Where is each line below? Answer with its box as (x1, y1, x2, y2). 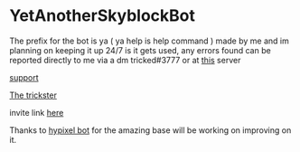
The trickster (9, 90, 57, 100)
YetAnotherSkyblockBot (9, 5, 196, 26)
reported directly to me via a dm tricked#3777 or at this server (9, 54, 241, 65)
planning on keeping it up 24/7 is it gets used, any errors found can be (9, 44, 271, 55)
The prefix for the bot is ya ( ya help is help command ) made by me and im (9, 35, 289, 46)
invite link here (9, 107, 64, 118)
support (9, 71, 39, 82)
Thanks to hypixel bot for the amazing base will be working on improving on (9, 124, 292, 136)
